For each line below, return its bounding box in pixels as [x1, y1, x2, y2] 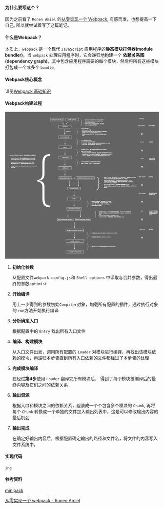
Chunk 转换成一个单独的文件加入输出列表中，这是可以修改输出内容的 [21, 409, 159, 414]
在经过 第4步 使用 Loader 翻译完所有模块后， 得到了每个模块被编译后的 [12, 375, 152, 381]
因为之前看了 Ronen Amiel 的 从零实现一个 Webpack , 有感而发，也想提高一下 [5, 16, 157, 22]
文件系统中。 [12, 441, 38, 447]
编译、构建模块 [12, 338, 42, 344]
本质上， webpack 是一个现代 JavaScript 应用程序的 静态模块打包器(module [5, 46, 153, 52]
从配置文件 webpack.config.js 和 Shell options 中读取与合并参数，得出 [12, 274, 153, 280]
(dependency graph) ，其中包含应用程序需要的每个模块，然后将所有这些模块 [5, 59, 159, 64]
